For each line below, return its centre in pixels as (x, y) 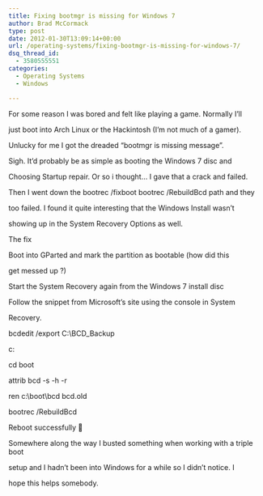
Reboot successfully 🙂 (46, 427)
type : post (27, 31)
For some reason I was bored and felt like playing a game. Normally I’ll (125, 113)
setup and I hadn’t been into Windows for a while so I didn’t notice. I (121, 467)
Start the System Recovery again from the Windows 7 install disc (116, 286)
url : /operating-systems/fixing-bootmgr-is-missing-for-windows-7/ (125, 46)
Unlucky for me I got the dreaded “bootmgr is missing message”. (116, 145)
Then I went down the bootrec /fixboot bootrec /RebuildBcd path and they (131, 192)
